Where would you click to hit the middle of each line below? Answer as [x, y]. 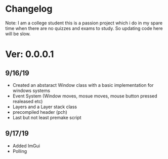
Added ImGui [26, 146]
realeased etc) [28, 101]
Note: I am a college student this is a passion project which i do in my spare [84, 23]
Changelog [29, 9]
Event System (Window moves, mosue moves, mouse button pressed [85, 96]
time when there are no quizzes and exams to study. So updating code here [84, 28]
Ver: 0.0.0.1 [30, 54]
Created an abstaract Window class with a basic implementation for [83, 85]
